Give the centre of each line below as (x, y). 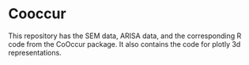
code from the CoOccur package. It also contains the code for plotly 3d (124, 44)
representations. (35, 52)
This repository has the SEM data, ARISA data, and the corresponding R (125, 36)
